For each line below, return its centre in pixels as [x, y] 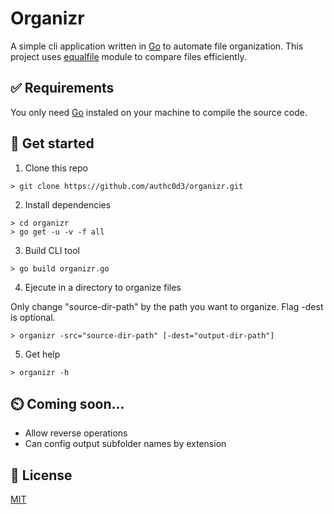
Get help [42, 354]
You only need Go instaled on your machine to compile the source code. [159, 112]
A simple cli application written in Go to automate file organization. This [157, 46]
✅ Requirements [62, 88]
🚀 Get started [52, 143]
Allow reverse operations [76, 433]
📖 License [41, 475]
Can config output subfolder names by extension [125, 444]
